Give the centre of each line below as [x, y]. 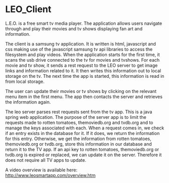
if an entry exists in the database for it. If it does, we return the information [82, 133]
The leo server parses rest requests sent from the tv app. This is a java [79, 112]
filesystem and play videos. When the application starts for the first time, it [82, 55]
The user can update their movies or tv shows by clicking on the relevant [81, 91]
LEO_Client [28, 9]
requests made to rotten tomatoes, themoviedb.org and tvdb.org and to [79, 122]
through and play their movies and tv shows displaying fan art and [74, 28]
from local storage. [25, 81]
